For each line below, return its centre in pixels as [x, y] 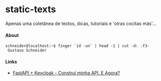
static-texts [31, 9]
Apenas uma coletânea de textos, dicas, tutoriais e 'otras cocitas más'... [81, 23]
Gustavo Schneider [27, 50]
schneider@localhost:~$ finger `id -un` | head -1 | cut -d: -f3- [77, 46]
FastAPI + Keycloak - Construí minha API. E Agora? [66, 73]
